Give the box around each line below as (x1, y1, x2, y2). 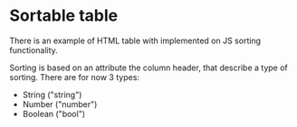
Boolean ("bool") (22, 108, 86, 119)
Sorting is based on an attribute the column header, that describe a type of (9, 62, 288, 73)
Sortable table (9, 5, 119, 26)
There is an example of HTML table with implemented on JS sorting (9, 35, 261, 46)
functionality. (9, 44, 59, 55)
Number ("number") (22, 98, 98, 109)
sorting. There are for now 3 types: (9, 71, 140, 82)
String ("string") (22, 89, 82, 100)
